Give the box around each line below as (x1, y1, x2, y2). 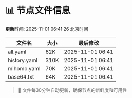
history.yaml (8, 56, 37, 64)
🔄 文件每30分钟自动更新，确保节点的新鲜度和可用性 (17, 87, 127, 93)
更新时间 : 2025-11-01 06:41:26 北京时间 (5, 26, 89, 32)
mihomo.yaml (8, 65, 41, 72)
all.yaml (8, 48, 27, 55)
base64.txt (8, 73, 34, 80)
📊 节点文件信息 (5, 5, 71, 16)
